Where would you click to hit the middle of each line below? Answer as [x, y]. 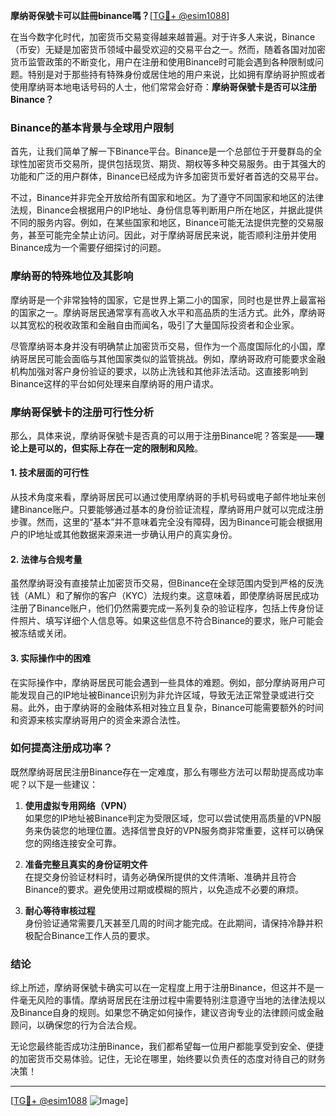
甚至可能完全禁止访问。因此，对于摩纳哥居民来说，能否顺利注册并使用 [172, 235]
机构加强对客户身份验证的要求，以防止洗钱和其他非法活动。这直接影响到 [159, 371]
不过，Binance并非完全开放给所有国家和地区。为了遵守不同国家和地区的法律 [167, 198]
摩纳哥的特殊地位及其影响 [72, 276]
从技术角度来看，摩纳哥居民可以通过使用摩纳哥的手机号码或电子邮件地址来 [163, 497]
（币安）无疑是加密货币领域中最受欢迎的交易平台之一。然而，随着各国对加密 [168, 49]
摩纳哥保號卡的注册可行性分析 [82, 412]
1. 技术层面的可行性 [50, 473]
